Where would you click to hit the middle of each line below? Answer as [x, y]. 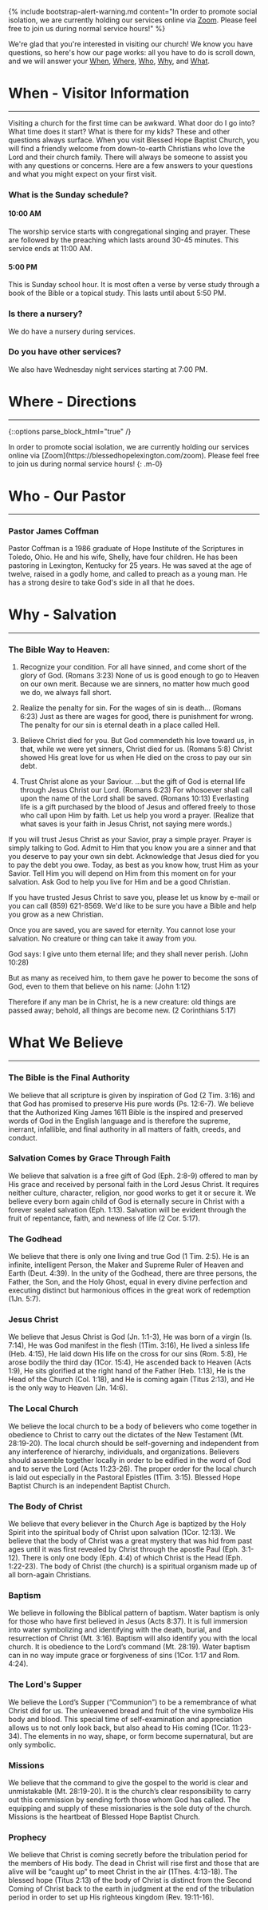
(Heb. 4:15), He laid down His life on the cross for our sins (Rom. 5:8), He [128, 1354]
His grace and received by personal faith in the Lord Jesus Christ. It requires [134, 1184]
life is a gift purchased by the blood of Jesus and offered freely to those [138, 807]
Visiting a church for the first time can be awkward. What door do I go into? [132, 122]
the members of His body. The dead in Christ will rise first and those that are [134, 1864]
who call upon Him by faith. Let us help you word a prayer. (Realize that [137, 816]
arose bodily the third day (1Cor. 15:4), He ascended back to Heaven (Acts [130, 1362]
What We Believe [66, 1043]
